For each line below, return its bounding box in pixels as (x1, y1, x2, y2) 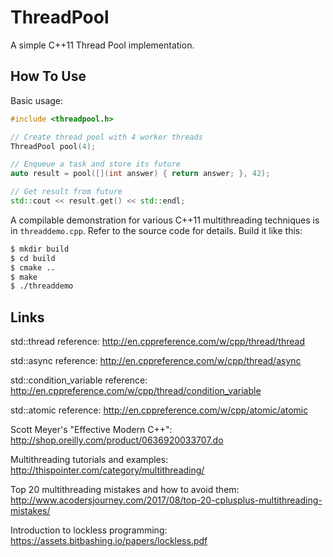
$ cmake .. (10, 262, 56, 273)
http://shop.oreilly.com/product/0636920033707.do (10, 434, 224, 446)
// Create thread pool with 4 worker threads (10, 132, 203, 142)
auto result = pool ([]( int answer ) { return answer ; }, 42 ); (10, 169, 271, 179)
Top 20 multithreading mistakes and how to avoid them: (10, 484, 240, 496)
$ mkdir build (10, 244, 70, 254)
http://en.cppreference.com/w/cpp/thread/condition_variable (10, 385, 262, 397)
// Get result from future (10, 187, 123, 197)
